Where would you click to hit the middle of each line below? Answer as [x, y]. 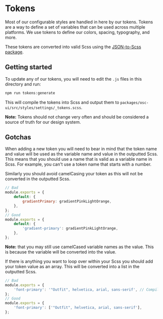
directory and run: [23, 84]
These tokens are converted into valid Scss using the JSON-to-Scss [73, 47]
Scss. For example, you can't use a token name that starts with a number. [78, 164]
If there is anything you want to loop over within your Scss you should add [79, 261]
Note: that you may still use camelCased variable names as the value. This [80, 247]
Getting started [29, 67]
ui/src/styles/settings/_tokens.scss [43, 108]
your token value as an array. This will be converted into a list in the [72, 266]
